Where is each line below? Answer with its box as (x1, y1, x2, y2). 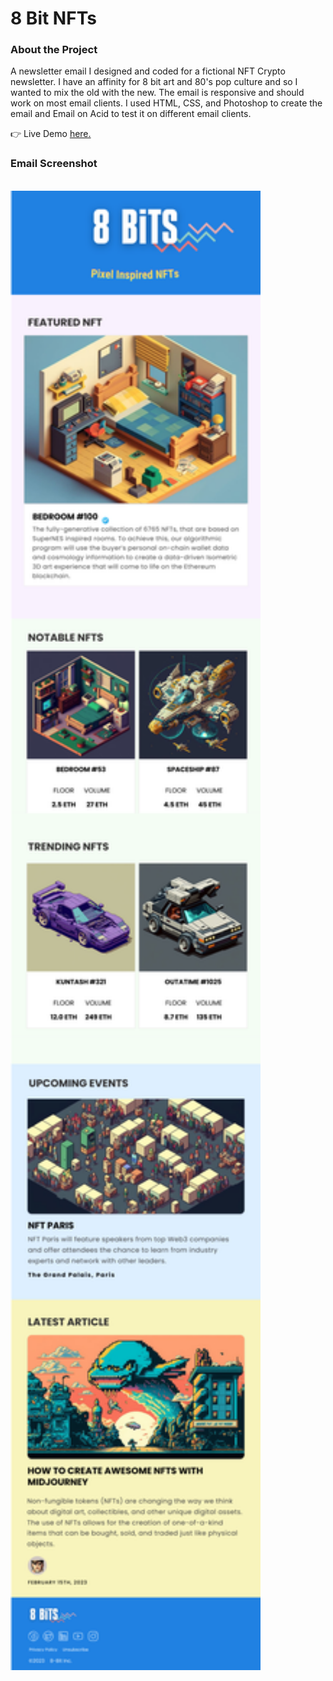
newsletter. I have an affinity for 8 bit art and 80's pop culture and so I (10, 76, 298, 88)
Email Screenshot (10, 157, 98, 171)
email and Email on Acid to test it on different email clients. (10, 108, 252, 120)
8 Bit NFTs (10, 7, 97, 30)
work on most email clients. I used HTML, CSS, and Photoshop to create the (10, 97, 323, 109)
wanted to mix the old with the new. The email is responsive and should (10, 87, 305, 99)
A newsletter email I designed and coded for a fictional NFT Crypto (10, 65, 286, 77)
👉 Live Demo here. (10, 128, 92, 140)
